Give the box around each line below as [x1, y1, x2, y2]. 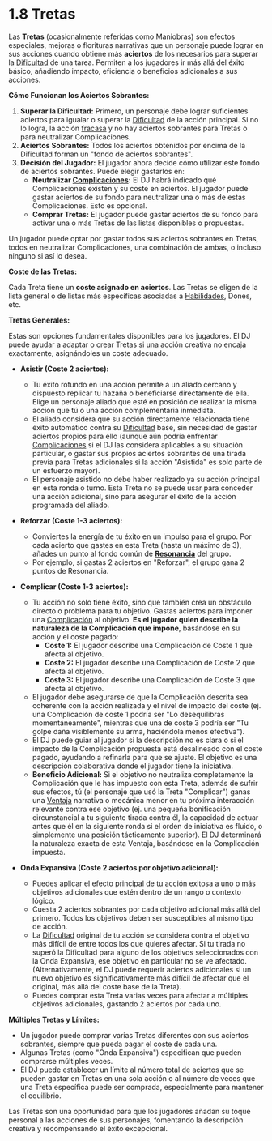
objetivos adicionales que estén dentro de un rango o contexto [32, 887, 241, 896]
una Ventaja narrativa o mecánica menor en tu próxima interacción [32, 795, 255, 805]
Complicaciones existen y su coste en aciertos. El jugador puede [32, 183, 249, 193]
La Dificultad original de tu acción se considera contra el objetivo [32, 929, 249, 940]
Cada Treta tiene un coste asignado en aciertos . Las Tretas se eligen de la [8, 282, 258, 292]
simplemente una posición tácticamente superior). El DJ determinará [32, 830, 261, 840]
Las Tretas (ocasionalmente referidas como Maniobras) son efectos [8, 32, 236, 41]
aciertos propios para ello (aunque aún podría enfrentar [32, 431, 219, 441]
